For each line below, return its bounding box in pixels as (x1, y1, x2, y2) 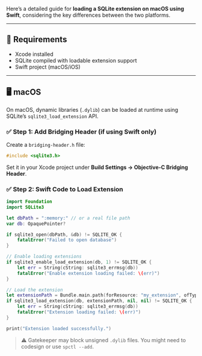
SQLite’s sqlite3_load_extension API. (6, 112, 99, 120)
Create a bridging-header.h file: (6, 141, 85, 148)
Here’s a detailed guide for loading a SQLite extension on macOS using (6, 5, 185, 12)
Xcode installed (14, 51, 54, 58)
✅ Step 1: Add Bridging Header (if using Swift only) (6, 127, 157, 136)
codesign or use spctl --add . (20, 343, 94, 350)
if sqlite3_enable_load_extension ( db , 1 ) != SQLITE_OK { (6, 259, 152, 265)
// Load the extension (6, 287, 63, 293)
